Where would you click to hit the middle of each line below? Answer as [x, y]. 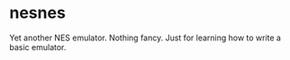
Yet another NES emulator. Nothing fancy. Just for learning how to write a [145, 38]
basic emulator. [38, 47]
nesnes [37, 13]
